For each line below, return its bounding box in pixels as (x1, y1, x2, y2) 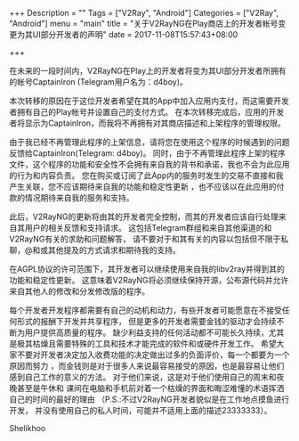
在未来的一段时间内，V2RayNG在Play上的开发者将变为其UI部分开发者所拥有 (9, 66, 287, 76)
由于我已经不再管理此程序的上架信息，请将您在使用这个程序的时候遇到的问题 (9, 137, 290, 147)
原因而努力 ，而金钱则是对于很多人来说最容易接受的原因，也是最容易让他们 (9, 361, 285, 371)
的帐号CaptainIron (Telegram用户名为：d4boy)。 (9, 77, 189, 87)
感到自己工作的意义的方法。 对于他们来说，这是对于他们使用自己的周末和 (9, 372, 277, 382)
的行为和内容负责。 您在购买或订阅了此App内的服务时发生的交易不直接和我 (9, 170, 284, 181)
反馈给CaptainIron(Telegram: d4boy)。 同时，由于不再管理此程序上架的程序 (9, 148, 287, 159)
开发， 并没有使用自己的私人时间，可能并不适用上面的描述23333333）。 (9, 405, 273, 415)
